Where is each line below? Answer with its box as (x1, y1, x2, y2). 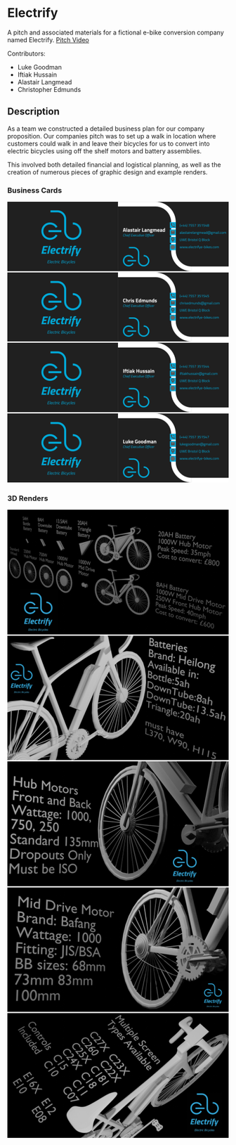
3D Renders (7, 493, 48, 503)
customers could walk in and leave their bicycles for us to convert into (7, 139, 210, 148)
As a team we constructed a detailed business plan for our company (7, 124, 205, 133)
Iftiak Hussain (17, 70, 58, 79)
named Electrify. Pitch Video (7, 35, 89, 44)
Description (7, 105, 60, 117)
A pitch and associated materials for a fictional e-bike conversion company (7, 28, 225, 37)
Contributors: (7, 49, 46, 58)
